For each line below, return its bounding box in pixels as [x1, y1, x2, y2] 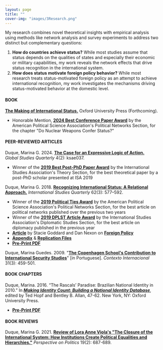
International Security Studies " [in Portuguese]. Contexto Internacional [5, 255, 150, 261]
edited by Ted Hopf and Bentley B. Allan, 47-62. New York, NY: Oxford [5, 292, 146, 298]
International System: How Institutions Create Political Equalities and [5, 334, 147, 340]
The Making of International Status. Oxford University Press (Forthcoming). [5, 108, 158, 114]
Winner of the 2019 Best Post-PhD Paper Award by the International [12, 164, 150, 170]
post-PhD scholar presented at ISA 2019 [12, 174, 93, 181]
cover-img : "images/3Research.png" [5, 16, 77, 21]
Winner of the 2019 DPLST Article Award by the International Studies [12, 214, 152, 220]
